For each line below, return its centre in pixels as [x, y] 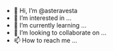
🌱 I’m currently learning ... [50, 25]
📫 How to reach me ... [45, 40]
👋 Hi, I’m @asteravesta [45, 11]
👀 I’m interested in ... [42, 18]
